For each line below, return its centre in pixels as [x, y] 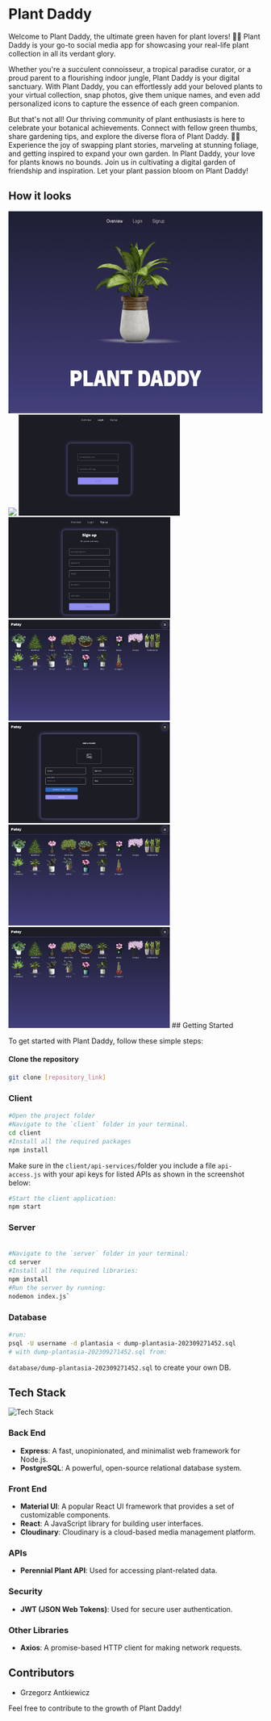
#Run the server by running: [57, 1288]
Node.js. [34, 1459]
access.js [25, 1175]
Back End [27, 1433]
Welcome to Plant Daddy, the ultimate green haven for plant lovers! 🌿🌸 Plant [134, 36]
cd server [25, 1262]
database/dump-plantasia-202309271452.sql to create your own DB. [120, 1367]
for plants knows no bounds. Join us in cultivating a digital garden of [122, 162]
